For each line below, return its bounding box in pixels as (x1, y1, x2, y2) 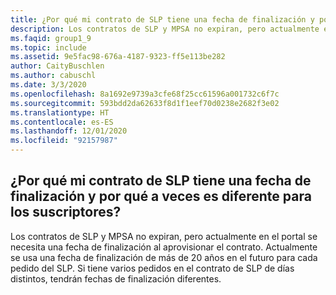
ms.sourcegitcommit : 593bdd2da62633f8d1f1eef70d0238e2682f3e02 (10, 98, 280, 108)
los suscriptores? (10, 204, 122, 221)
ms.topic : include (10, 42, 87, 53)
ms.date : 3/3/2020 (10, 80, 87, 90)
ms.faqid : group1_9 (10, 33, 92, 43)
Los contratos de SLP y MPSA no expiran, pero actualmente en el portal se (10, 230, 318, 242)
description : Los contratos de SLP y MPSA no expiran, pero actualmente (10, 24, 320, 34)
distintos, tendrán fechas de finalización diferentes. (10, 272, 222, 285)
